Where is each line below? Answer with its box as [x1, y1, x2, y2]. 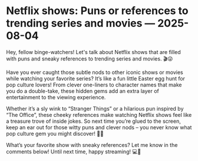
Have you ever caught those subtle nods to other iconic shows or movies [6, 69, 184, 76]
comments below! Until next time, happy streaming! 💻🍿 [6, 148, 141, 155]
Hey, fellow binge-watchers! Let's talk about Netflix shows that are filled [6, 48, 181, 55]
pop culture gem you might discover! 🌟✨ [6, 130, 104, 137]
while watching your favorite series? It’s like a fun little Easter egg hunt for [6, 75, 186, 82]
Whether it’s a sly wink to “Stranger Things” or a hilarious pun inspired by [6, 105, 184, 112]
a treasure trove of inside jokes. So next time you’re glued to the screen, [6, 118, 181, 125]
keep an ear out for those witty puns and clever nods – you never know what [6, 123, 192, 130]
